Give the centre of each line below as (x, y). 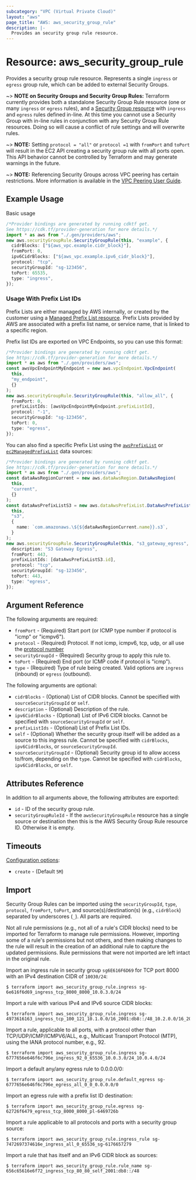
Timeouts (24, 846)
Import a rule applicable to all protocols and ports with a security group (91, 1122)
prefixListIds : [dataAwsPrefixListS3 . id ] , (64, 560)
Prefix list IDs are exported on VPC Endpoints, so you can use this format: (94, 341)
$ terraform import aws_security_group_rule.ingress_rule (78, 1139)
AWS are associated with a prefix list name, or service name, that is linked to (98, 324)
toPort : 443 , (27, 576)
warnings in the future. (33, 163)
